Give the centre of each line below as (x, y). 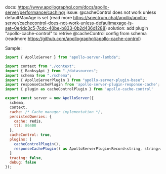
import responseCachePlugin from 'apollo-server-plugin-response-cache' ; (83, 85)
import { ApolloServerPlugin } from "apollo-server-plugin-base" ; (75, 80)
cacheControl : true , (31, 135)
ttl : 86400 (25, 126)
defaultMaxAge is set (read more (39, 18)
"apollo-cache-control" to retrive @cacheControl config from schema (76, 33)
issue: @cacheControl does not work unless (111, 12)
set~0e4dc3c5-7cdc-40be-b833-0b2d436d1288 (55, 28)
